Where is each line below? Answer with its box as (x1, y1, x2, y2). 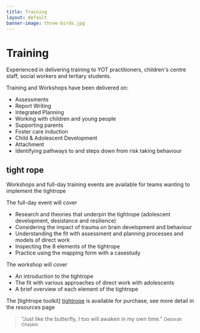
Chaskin (21, 322, 39, 328)
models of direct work (15, 236, 70, 244)
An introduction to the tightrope (15, 273, 94, 280)
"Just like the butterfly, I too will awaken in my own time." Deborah (21, 315, 182, 323)
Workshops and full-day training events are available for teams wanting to (6, 181, 190, 188)
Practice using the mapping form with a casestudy (15, 249, 141, 257)
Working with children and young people (15, 115, 117, 123)
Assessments (15, 96, 49, 103)
